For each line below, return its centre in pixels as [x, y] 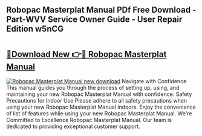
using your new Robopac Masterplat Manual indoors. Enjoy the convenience [101, 107]
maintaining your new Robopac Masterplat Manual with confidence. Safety [99, 94]
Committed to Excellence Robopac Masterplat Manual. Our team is [89, 120]
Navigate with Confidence [154, 81]
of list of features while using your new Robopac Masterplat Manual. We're [99, 114]
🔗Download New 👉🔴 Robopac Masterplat [86, 54]
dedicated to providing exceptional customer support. [73, 126]
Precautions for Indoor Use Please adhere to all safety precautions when [97, 100]
